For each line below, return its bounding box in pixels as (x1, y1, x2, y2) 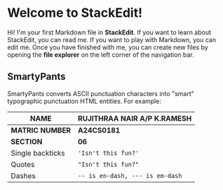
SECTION (11, 137, 43, 147)
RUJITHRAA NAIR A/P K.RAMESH (77, 114, 192, 123)
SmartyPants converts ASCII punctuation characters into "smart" (7, 89, 194, 97)
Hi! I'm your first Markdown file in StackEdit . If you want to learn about (7, 28, 212, 36)
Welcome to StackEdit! (7, 5, 142, 21)
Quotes (11, 159, 35, 169)
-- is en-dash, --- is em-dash (77, 172, 182, 179)
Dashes (11, 170, 36, 180)
